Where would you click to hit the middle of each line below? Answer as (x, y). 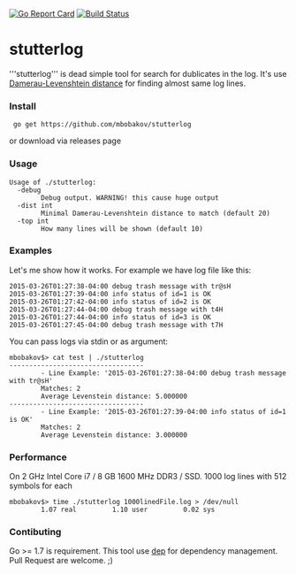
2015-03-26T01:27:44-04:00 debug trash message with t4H (116, 310)
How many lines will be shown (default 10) (122, 229)
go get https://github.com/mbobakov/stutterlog (102, 125)
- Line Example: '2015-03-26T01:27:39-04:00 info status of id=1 (164, 411)
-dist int (35, 205)
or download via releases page (65, 141)
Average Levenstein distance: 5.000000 (114, 396)
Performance (38, 457)
